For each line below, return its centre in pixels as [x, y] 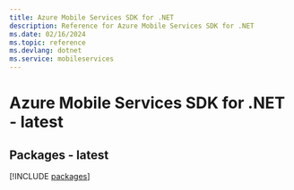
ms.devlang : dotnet [46, 51]
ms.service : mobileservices [62, 59]
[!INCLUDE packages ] [50, 176]
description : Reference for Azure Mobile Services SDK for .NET [132, 26]
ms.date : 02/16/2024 [48, 34]
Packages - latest [59, 155]
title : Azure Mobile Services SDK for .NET [92, 17]
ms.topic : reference [48, 42]
